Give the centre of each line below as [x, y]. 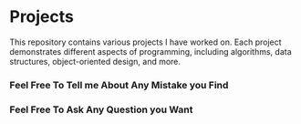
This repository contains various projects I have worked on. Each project [145, 42]
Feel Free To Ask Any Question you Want [101, 109]
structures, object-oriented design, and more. [95, 61]
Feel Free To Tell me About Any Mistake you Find [119, 85]
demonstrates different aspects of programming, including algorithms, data [150, 51]
